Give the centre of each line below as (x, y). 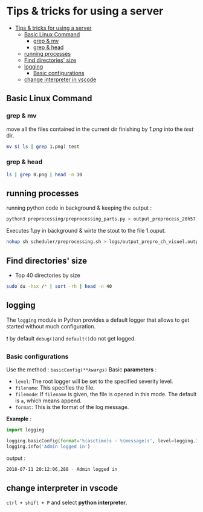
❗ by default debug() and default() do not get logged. (71, 338)
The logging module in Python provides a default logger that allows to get (98, 320)
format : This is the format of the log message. (72, 407)
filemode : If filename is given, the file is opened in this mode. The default (106, 394)
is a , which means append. (48, 401)
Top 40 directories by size (47, 275)
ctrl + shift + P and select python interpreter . (67, 503)
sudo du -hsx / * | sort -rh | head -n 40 (59, 287)
